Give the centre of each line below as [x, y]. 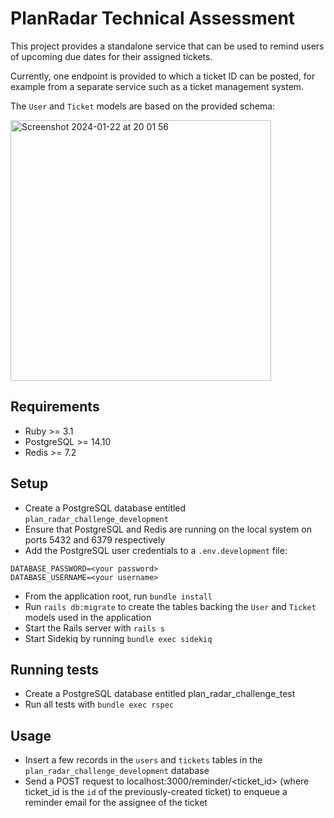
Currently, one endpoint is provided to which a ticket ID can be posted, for [163, 76]
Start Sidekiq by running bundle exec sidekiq [118, 638]
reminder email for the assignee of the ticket [116, 803]
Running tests [55, 669]
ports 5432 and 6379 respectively [95, 539]
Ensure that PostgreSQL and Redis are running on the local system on [168, 529]
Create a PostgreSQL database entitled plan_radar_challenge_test [160, 694]
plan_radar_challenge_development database [117, 771]
